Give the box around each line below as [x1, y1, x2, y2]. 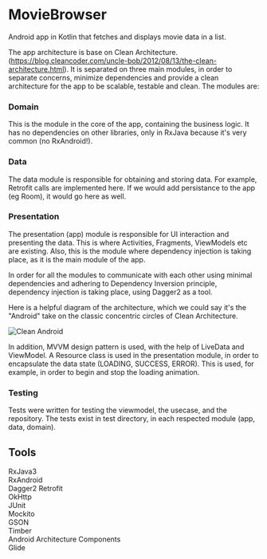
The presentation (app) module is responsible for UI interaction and [8, 229, 230, 238]
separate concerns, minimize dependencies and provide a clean [8, 73, 219, 82]
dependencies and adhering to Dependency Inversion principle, [8, 278, 218, 288]
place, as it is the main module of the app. [8, 254, 146, 264]
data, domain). [8, 423, 56, 432]
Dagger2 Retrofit [8, 483, 64, 493]
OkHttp [8, 492, 32, 502]
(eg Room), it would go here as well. [8, 191, 127, 201]
